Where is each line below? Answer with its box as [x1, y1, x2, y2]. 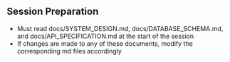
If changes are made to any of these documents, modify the [16, 39, 193, 48]
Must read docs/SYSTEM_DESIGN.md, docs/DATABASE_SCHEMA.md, [16, 24, 224, 32]
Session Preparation [6, 6, 99, 18]
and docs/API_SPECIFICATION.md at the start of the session [16, 32, 194, 40]
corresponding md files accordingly [16, 46, 122, 55]
